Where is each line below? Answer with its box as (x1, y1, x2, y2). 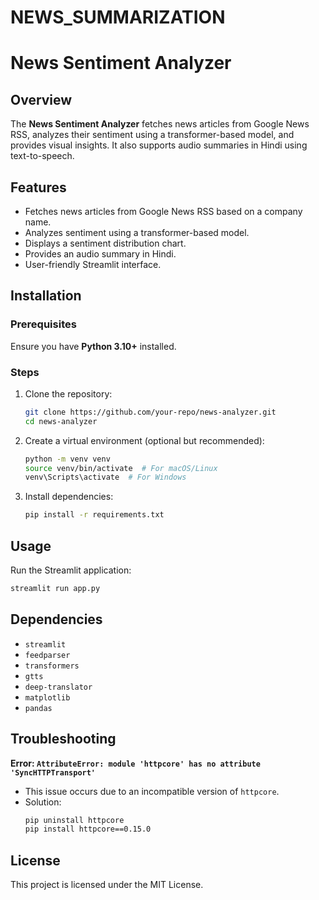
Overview (10, 91, 73, 108)
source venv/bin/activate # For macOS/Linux (24, 463, 218, 473)
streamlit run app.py (10, 584, 101, 594)
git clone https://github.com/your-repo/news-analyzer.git (24, 407, 277, 417)
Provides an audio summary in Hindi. (24, 248, 177, 260)
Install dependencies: (24, 491, 114, 503)
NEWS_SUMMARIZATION (10, 6, 226, 29)
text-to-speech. (10, 150, 75, 162)
